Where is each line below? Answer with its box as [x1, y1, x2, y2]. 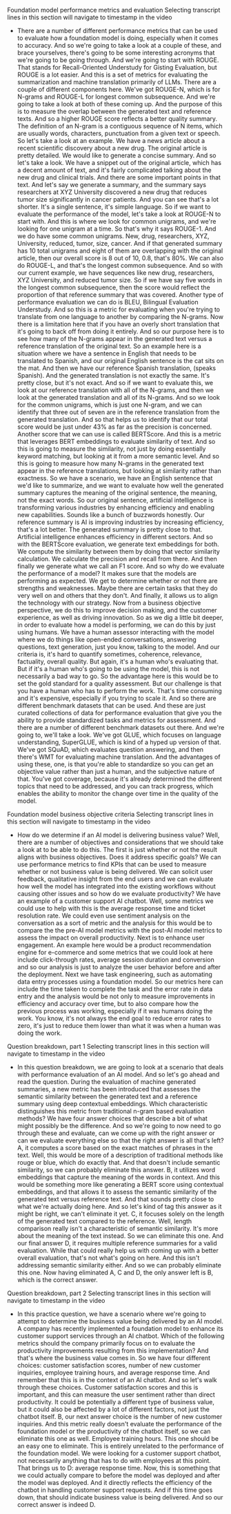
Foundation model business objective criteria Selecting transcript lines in [7, 811, 214, 818]
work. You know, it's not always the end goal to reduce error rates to [17, 1014, 212, 1022]
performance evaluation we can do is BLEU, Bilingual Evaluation [17, 298, 199, 306]
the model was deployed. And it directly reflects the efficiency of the [17, 1479, 212, 1486]
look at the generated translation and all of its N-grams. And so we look [17, 394, 221, 401]
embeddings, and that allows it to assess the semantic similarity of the [17, 1187, 217, 1196]
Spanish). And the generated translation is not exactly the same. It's [17, 371, 210, 379]
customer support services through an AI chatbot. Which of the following [17, 1332, 225, 1340]
